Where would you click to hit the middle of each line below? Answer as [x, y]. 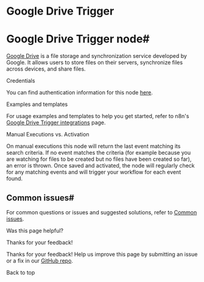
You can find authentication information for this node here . [80, 93]
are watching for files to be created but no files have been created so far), [99, 159]
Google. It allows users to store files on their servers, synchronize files [95, 63]
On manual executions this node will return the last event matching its [93, 146]
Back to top [21, 272]
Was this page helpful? [35, 230]
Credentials [21, 81]
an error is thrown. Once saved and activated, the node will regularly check [100, 166]
